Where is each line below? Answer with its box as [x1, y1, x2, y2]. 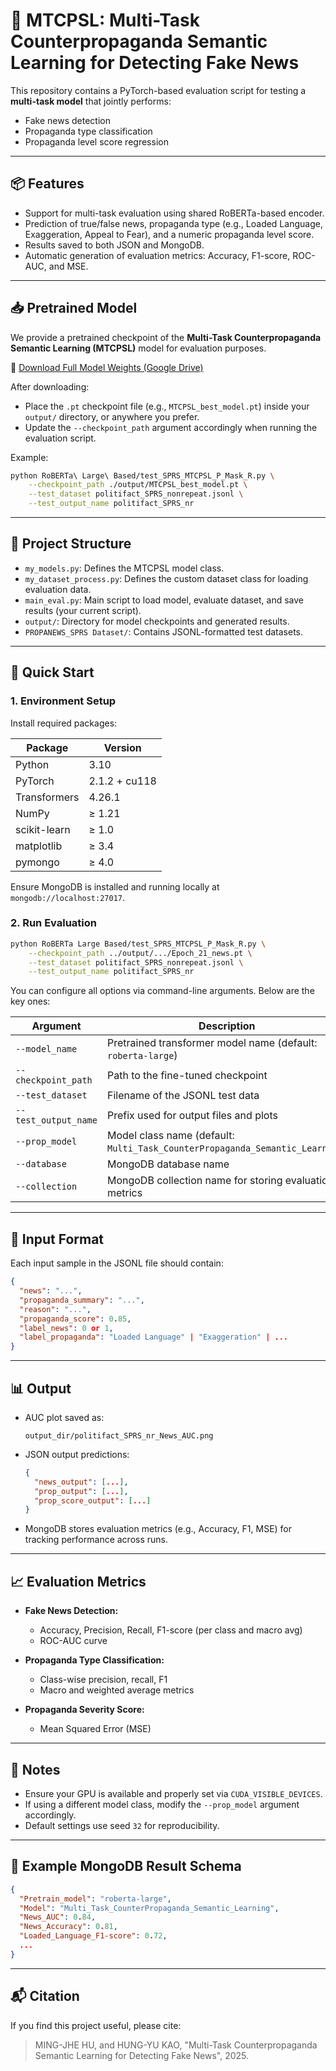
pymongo [15, 855, 60, 869]
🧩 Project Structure [10, 535, 132, 553]
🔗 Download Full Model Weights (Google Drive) [10, 361, 204, 373]
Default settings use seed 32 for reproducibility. [24, 1819, 220, 1831]
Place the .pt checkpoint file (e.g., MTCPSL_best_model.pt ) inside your [24, 400, 310, 412]
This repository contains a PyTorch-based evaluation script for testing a [10, 84, 307, 96]
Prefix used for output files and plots [106, 1109, 278, 1123]
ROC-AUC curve [39, 1635, 108, 1647]
